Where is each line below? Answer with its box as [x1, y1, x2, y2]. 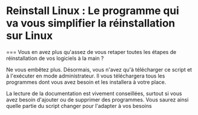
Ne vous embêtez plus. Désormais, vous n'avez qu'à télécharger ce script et [6, 66, 192, 73]
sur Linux [6, 29, 53, 42]
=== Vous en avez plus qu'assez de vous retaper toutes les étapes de [6, 48, 177, 55]
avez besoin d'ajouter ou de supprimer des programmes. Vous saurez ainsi [6, 96, 189, 103]
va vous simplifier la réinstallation [6, 16, 176, 30]
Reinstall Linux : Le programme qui [6, 4, 179, 18]
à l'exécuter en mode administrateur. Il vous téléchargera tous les [6, 72, 165, 79]
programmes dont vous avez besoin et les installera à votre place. [6, 78, 167, 86]
